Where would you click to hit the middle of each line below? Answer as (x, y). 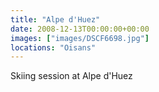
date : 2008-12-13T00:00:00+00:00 (80, 29)
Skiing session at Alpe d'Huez (71, 76)
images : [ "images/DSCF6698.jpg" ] (80, 38)
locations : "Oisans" (53, 47)
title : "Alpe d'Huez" (55, 19)
